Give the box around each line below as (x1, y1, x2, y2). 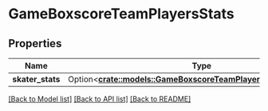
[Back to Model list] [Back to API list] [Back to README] (8, 94, 191, 104)
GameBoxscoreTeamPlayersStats (8, 5, 235, 23)
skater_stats (12, 73, 61, 85)
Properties (8, 37, 62, 50)
